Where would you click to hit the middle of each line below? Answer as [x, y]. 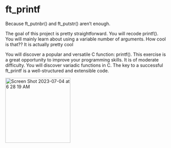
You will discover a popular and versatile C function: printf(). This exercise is [86, 54]
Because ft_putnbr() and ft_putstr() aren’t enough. [58, 24]
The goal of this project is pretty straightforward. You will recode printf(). [82, 33]
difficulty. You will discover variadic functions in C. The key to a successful [84, 65]
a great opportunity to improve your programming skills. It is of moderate [82, 59]
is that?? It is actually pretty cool [39, 44]
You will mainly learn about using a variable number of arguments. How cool [86, 39]
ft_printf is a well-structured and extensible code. [57, 71]
